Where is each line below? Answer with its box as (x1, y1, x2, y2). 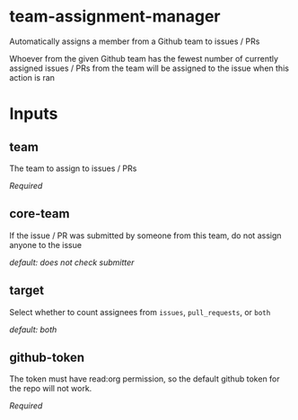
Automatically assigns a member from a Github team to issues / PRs (9, 36, 260, 47)
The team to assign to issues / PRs (9, 163, 137, 174)
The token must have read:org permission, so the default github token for (9, 373, 280, 384)
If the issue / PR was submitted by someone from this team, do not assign (9, 230, 282, 241)
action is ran (9, 72, 56, 82)
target (9, 283, 45, 298)
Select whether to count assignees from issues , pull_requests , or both (9, 306, 271, 317)
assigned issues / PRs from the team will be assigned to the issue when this (9, 63, 290, 73)
